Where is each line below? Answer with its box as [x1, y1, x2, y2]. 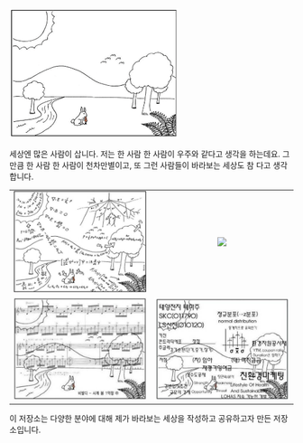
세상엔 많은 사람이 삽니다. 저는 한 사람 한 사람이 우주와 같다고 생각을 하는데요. [9, 148, 281, 159]
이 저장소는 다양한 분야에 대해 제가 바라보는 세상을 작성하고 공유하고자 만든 [9, 413, 272, 424]
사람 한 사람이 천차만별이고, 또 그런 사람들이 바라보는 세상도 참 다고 [35, 159, 271, 170]
